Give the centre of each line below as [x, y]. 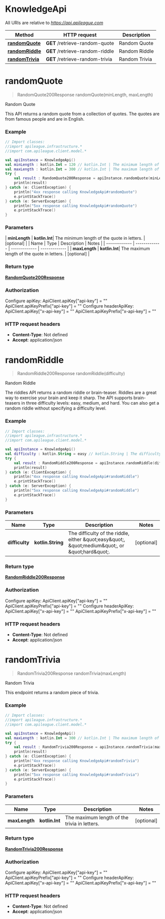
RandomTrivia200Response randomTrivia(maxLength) [72, 673]
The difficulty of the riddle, [99, 534]
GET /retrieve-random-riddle [80, 51]
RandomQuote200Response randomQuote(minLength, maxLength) [85, 95]
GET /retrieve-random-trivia [79, 59]
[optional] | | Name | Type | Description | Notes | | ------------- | [70, 243]
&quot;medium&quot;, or [96, 546]
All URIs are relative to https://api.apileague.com [54, 23]
